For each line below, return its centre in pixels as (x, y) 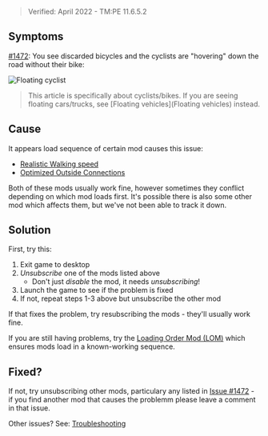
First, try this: (30, 249)
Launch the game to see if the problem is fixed (96, 290)
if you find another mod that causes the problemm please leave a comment (132, 400)
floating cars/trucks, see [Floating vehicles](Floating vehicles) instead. (144, 104)
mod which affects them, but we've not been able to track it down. (118, 205)
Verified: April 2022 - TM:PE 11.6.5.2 (87, 12)
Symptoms (36, 36)
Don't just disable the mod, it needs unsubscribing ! (116, 282)
